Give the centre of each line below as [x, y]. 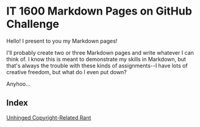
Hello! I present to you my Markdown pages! [62, 41]
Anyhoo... [18, 84]
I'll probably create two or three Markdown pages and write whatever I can [100, 52]
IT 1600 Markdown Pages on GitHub [99, 11]
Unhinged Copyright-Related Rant [49, 117]
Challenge [33, 24]
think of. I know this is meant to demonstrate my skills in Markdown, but [96, 59]
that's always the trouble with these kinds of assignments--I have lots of [97, 66]
